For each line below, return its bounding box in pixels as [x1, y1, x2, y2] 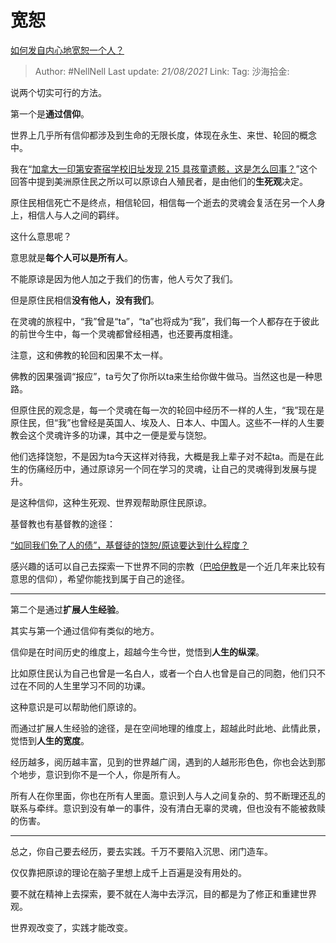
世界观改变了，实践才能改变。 [10, 921, 133, 933]
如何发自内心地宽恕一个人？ [10, 44, 125, 56]
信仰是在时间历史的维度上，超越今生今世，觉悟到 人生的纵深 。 [10, 646, 265, 658]
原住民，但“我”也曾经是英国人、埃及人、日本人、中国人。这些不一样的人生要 [10, 416, 325, 428]
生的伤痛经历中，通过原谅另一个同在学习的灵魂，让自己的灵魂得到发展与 [10, 462, 308, 475]
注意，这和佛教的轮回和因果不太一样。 [10, 349, 168, 361]
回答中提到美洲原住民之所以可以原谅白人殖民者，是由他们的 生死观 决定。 [10, 175, 308, 187]
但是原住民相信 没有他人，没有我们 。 [10, 294, 160, 306]
